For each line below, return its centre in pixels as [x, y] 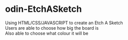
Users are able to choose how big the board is [52, 28]
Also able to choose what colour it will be [47, 33]
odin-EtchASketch [44, 9]
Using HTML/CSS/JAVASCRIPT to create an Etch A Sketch [64, 23]
